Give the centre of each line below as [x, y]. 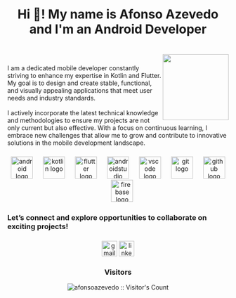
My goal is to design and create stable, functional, [80, 83]
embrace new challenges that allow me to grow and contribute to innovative [117, 136]
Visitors [118, 272]
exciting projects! [38, 226]
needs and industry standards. [52, 98]
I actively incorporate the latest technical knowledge [83, 113]
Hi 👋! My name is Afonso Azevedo [118, 14]
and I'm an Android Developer [118, 29]
